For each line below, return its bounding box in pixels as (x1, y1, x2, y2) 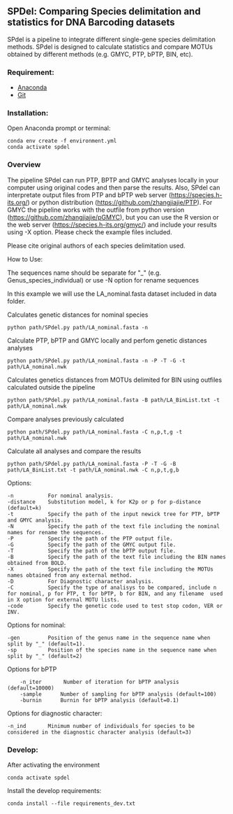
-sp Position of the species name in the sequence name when (7, 646, 217, 653)
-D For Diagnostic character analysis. (7, 578, 155, 585)
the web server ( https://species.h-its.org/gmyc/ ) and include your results (7, 220, 218, 229)
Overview (7, 160, 41, 170)
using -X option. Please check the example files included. (7, 227, 172, 236)
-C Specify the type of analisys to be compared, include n (7, 584, 217, 591)
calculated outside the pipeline (7, 383, 96, 391)
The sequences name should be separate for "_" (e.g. (7, 269, 162, 277)
